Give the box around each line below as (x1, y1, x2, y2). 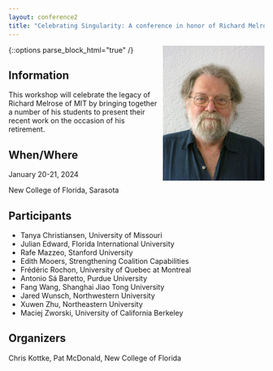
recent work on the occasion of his (8, 116, 125, 126)
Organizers (8, 331, 67, 345)
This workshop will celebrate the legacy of (8, 90, 150, 100)
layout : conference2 (8, 13, 79, 21)
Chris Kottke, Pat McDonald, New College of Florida (8, 353, 181, 363)
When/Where (8, 148, 79, 162)
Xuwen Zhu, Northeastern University (19, 299, 144, 308)
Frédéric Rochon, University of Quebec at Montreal (19, 265, 192, 274)
